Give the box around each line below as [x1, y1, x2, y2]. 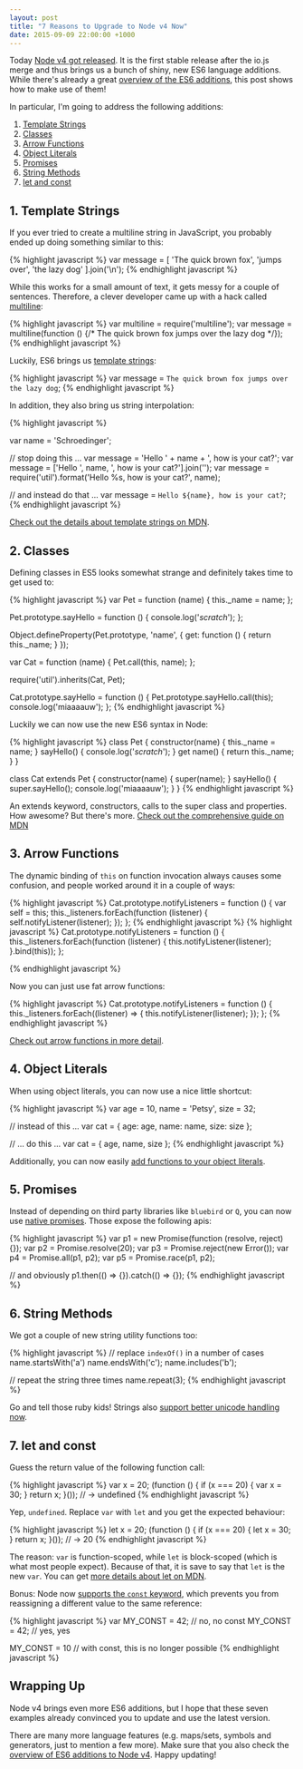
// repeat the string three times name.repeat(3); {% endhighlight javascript [9, 1375, 287, 1385]
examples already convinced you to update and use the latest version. [9, 1712, 271, 1723]
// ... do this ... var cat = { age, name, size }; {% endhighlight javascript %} [9, 1138, 285, 1149]
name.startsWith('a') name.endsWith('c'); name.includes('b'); [9, 1357, 237, 1368]
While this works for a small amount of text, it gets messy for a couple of [9, 282, 279, 293]
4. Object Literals [9, 1062, 108, 1077]
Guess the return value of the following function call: [9, 1462, 205, 1473]
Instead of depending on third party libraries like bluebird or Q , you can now [9, 1206, 292, 1217]
